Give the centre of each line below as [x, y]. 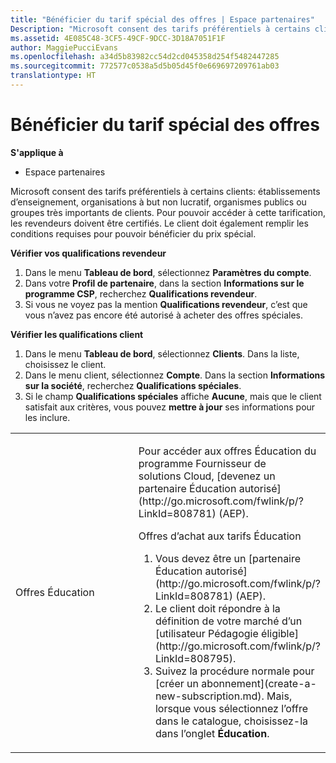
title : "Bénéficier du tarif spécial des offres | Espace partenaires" [162, 19]
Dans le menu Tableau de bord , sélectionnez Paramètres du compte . [168, 272]
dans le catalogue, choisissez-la [231, 721]
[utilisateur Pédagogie [206, 633]
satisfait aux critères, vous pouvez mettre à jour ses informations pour [170, 407]
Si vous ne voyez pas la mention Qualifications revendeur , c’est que [166, 304]
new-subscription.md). [209, 696]
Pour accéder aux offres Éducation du [227, 451]
